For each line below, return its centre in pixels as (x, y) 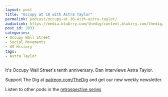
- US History (19, 47)
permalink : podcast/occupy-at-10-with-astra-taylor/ (61, 19)
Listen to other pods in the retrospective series (53, 90)
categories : (17, 33)
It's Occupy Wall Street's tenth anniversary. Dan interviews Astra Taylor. (79, 70)
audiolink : (16, 24)
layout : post (19, 10)
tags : (11, 51)
